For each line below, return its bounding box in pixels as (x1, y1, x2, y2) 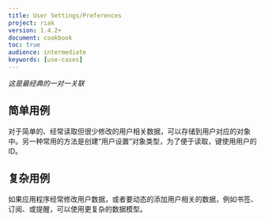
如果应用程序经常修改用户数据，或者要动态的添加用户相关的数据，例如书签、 (8, 194, 258, 204)
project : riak (8, 19, 55, 27)
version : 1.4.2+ (8, 26, 62, 34)
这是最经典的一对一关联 (8, 78, 85, 88)
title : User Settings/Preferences (8, 11, 123, 20)
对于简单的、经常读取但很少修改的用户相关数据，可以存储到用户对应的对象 (8, 126, 251, 135)
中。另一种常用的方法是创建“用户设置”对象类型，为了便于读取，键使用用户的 (8, 136, 257, 146)
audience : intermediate (8, 48, 87, 56)
